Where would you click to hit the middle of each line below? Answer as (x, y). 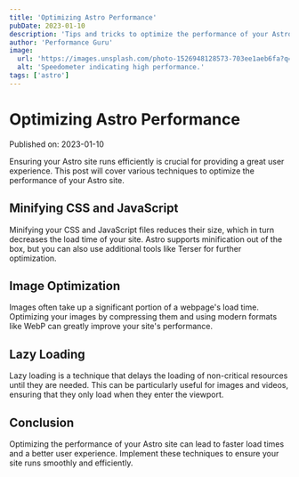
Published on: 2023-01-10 (57, 144)
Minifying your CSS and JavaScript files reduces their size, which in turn (141, 230)
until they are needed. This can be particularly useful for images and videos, (149, 385)
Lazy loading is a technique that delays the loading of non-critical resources (149, 376)
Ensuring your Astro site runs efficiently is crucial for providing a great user (147, 161)
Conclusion (42, 422)
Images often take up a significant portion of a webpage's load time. (134, 307)
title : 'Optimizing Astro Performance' (83, 17)
